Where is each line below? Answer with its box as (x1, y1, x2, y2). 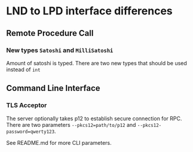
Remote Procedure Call (6, 28, 94, 38)
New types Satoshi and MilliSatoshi (6, 46, 114, 54)
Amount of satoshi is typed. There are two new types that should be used (6, 59, 187, 66)
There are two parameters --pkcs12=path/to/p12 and (6, 121, 136, 128)
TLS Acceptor (6, 101, 47, 110)
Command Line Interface (6, 83, 100, 93)
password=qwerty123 (6, 129, 55, 135)
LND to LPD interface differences (6, 4, 173, 18)
